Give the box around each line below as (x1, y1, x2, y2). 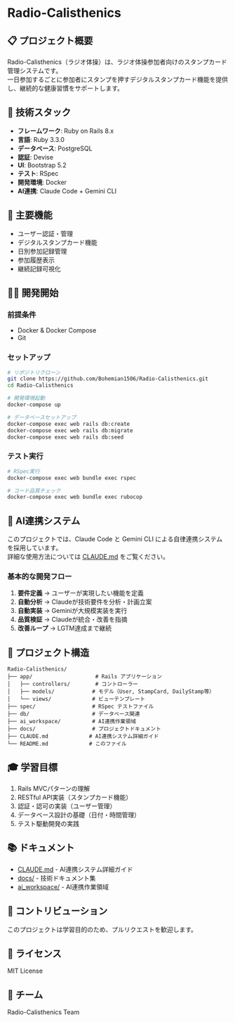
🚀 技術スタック (7, 107, 72, 119)
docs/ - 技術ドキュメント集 (17, 874, 96, 882)
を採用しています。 (7, 543, 62, 552)
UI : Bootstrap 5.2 (17, 160, 67, 169)
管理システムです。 (7, 67, 62, 75)
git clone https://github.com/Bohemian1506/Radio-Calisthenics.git (7, 375, 209, 382)
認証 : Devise (17, 153, 54, 161)
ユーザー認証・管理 (17, 229, 74, 238)
